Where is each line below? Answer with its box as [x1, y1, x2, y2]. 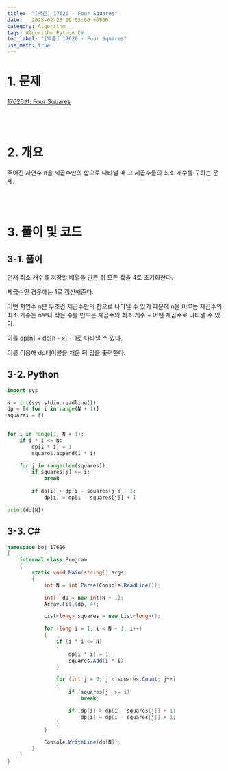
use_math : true [7, 42, 51, 49]
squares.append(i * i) [31, 450, 97, 456]
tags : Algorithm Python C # [7, 29, 84, 36]
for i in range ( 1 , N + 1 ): [7, 431, 84, 438]
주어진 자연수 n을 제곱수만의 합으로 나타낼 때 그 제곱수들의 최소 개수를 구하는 [7, 169, 212, 177]
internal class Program [19, 556, 88, 563]
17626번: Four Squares [7, 97, 71, 106]
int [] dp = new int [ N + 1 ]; [43, 594, 125, 601]
